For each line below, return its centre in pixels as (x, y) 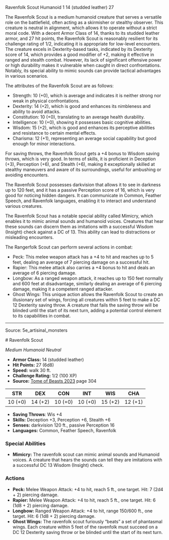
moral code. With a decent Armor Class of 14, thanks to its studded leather (82, 33)
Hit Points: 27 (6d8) (33, 365)
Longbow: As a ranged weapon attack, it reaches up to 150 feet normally (88, 278)
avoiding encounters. (27, 175)
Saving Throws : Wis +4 (37, 414)
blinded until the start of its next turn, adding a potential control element (87, 310)
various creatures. (24, 206)
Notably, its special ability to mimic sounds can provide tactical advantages (83, 71)
